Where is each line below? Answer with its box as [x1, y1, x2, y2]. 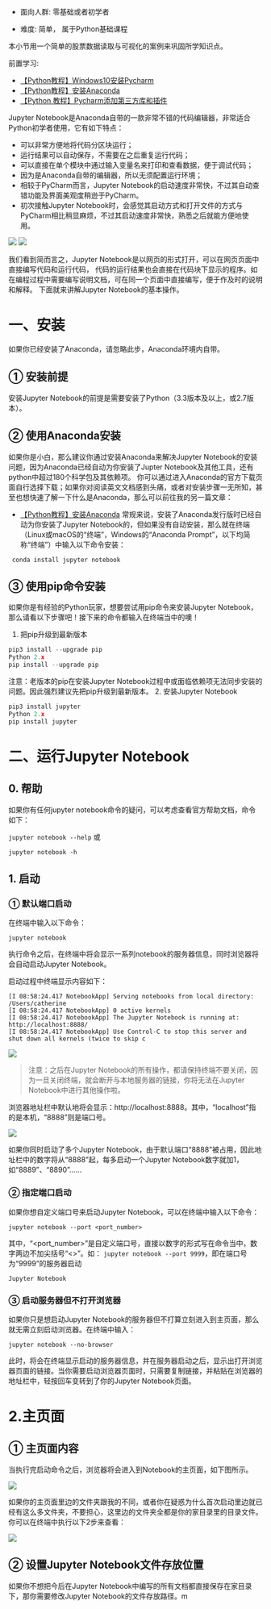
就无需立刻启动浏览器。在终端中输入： [8, 1324, 135, 1334]
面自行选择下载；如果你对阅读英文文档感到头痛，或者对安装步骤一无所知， [8, 482, 256, 492]
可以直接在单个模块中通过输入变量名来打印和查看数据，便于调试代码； [19, 160, 254, 169]
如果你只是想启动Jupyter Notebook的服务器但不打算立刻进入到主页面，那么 [8, 1314, 260, 1324]
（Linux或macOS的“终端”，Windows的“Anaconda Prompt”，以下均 [19, 529, 244, 539]
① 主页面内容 [8, 1442, 79, 1456]
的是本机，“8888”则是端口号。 [8, 1112, 110, 1123]
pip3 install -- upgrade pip [8, 646, 103, 654]
